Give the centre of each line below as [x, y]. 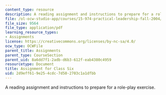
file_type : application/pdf [34, 28]
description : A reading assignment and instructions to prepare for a [79, 14]
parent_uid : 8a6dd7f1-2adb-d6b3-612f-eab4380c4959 [58, 60]
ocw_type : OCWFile [24, 46]
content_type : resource [30, 10]
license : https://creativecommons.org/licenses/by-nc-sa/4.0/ [70, 42]
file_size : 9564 [22, 23]
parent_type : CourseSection [34, 55]
